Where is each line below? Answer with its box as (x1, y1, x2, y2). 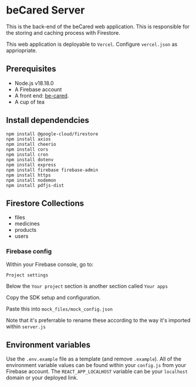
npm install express (6, 162, 57, 168)
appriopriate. (6, 46, 38, 54)
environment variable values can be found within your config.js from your (6, 362, 187, 369)
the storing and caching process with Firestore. (6, 29, 120, 36)
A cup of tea (14, 98, 45, 105)
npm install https (6, 172, 51, 178)
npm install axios (6, 136, 51, 142)
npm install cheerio (6, 141, 57, 147)
